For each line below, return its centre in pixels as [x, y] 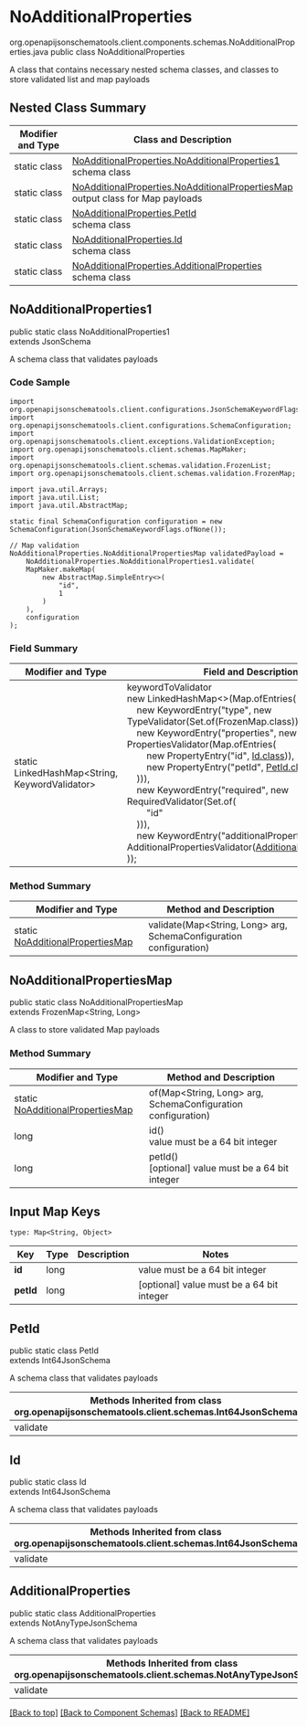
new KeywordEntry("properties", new [217, 733]
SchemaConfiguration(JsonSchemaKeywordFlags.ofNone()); [118, 529]
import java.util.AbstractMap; [69, 505]
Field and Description [251, 672]
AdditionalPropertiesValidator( [191, 847]
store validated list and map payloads [80, 79]
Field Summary [44, 648]
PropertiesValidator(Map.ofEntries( [201, 745]
